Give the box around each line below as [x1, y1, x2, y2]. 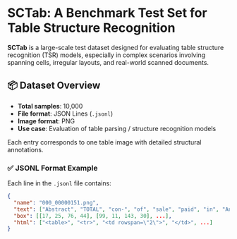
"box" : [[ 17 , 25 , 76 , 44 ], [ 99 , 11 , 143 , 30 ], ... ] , [13, 212, 172, 219]
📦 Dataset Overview [7, 80, 101, 92]
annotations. [7, 145, 44, 154]
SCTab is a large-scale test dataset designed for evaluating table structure [7, 43, 224, 51]
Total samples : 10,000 [17, 102, 83, 110]
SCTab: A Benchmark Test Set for [7, 5, 207, 21]
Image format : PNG [17, 116, 75, 125]
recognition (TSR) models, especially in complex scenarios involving [7, 51, 206, 59]
